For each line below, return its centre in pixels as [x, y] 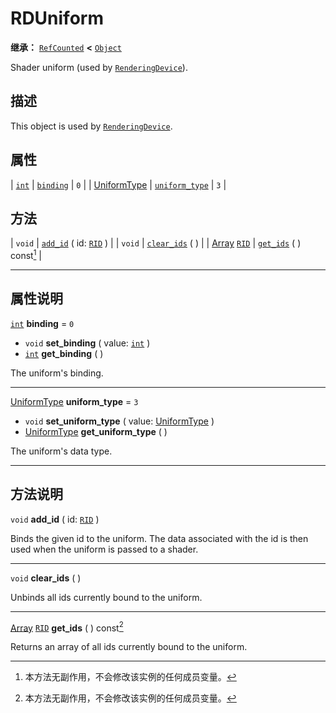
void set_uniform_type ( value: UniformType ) [119, 421]
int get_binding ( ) [64, 353]
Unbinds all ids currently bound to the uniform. [106, 597]
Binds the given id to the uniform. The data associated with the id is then [159, 538]
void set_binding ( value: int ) [87, 343]
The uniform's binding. [57, 373]
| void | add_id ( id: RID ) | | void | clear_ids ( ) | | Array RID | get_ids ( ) [156, 243]
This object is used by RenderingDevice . [91, 126]
